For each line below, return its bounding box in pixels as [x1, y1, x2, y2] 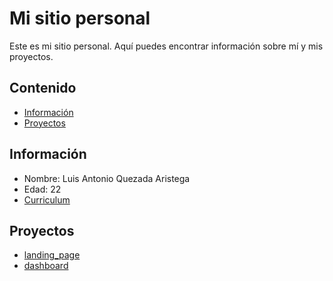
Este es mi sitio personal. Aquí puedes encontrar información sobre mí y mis [9, 40, 324, 52]
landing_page [23, 249, 81, 261]
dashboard [23, 260, 69, 272]
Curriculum [23, 193, 71, 206]
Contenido [9, 80, 77, 97]
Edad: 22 [23, 183, 62, 195]
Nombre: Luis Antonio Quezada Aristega [23, 172, 191, 184]
